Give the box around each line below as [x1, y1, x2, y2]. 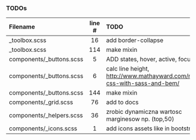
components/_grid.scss [9, 98, 73, 106]
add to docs [106, 98, 139, 106]
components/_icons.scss [9, 124, 78, 132]
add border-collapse [106, 36, 164, 44]
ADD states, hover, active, [106, 55, 177, 64]
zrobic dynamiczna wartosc [106, 108, 183, 116]
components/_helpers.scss [9, 111, 83, 120]
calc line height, [106, 65, 150, 73]
